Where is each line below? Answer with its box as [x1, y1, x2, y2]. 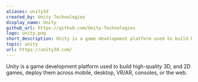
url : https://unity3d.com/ [6, 47, 72, 53]
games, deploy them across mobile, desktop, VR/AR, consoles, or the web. [6, 69, 187, 76]
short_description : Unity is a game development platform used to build [6, 36, 189, 42]
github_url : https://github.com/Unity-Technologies [6, 25, 136, 31]
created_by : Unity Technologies [6, 14, 85, 20]
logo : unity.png [6, 30, 46, 36]
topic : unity [6, 42, 38, 47]
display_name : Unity [6, 19, 57, 25]
